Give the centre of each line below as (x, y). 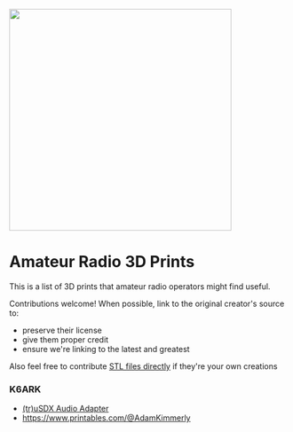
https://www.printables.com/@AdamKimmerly (106, 418)
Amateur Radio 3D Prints (102, 262)
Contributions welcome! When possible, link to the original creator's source (147, 303)
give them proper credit (65, 339)
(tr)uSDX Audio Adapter (65, 409)
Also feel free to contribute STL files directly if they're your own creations (143, 366)
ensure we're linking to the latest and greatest (106, 349)
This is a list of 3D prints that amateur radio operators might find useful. (140, 286)
